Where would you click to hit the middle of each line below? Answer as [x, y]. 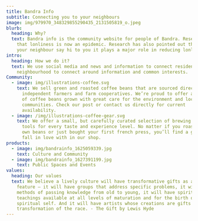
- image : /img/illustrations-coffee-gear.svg [68, 116]
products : [18, 143]
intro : [14, 55]
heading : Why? [29, 34]
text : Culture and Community [52, 154]
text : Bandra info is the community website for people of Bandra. [96, 39]
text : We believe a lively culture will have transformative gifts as [100, 182]
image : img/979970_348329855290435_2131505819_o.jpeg [74, 22]
